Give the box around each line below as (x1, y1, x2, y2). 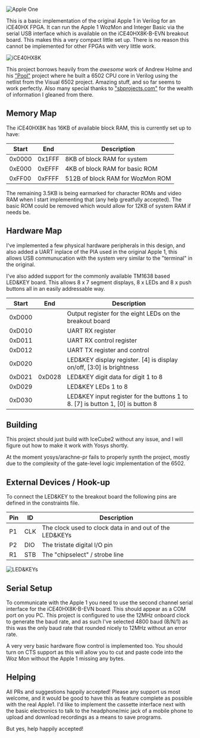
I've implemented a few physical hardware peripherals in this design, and (6, 242, 186, 249)
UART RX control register (67, 336, 137, 345)
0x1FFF (37, 155, 60, 163)
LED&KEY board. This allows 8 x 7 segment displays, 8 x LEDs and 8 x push (6, 278, 192, 286)
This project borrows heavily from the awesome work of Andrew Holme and (6, 66, 192, 73)
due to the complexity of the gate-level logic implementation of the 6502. (6, 460, 186, 467)
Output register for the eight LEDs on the (67, 309, 180, 318)
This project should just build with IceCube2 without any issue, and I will (6, 436, 183, 443)
